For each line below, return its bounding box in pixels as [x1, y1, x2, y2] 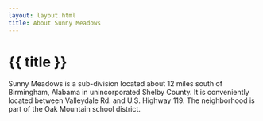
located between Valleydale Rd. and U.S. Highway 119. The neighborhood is [8, 96, 256, 105]
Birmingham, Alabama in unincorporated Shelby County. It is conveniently [8, 88, 249, 97]
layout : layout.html [8, 11, 77, 20]
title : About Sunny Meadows [8, 19, 102, 27]
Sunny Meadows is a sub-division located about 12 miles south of [8, 79, 223, 89]
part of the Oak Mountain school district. [8, 104, 141, 114]
